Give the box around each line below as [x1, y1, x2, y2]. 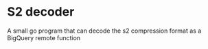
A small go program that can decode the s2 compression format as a [7, 27, 202, 35]
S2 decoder [7, 4, 75, 20]
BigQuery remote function [7, 33, 81, 42]
